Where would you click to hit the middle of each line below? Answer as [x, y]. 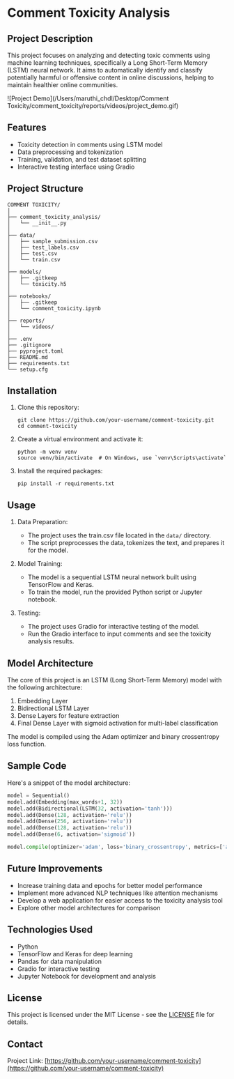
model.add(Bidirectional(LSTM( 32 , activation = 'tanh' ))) [90, 809]
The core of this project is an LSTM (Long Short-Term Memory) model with [115, 680]
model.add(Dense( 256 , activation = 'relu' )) [70, 821]
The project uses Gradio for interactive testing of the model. [114, 627]
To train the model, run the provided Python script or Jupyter [115, 592]
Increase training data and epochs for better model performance [110, 885]
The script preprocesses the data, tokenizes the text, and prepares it [126, 543]
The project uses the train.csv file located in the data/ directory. [119, 535]
